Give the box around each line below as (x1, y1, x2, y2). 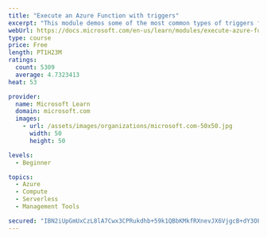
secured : (8, 216, 37, 225)
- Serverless (15, 196, 59, 204)
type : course (8, 33, 52, 42)
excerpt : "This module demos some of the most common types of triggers (8, 19, 254, 27)
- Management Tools (15, 203, 80, 211)
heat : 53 (8, 78, 37, 86)
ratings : (8, 56, 37, 64)
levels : (8, 151, 34, 159)
